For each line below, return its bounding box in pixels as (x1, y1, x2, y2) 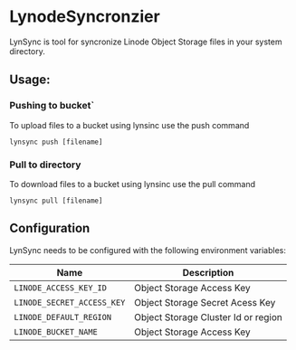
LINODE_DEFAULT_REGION (14, 312, 111, 322)
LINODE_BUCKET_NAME (14, 326, 98, 336)
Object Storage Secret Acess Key (134, 296, 276, 308)
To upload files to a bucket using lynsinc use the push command (9, 119, 250, 130)
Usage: (9, 72, 52, 88)
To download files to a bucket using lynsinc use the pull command (9, 178, 256, 189)
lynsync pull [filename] (9, 196, 103, 205)
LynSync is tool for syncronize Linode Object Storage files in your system (9, 36, 282, 47)
